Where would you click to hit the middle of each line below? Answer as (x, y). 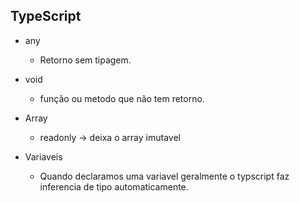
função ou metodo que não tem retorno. (122, 98)
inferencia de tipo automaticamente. (114, 186)
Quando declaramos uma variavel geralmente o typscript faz (164, 176)
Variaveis (43, 156)
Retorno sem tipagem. (85, 60)
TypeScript (46, 16)
